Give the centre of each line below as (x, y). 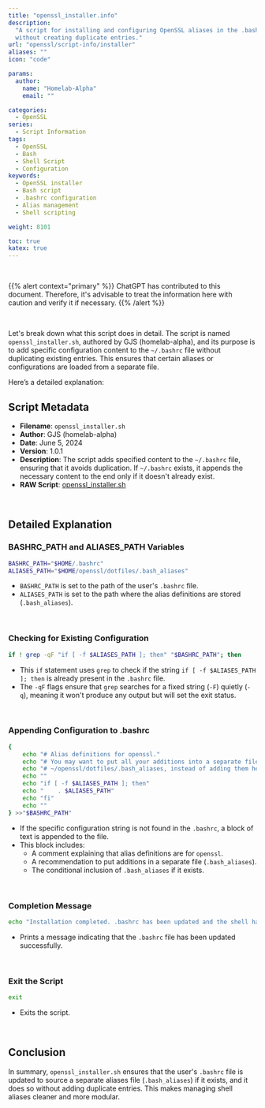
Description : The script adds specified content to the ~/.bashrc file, (130, 459)
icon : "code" (30, 60)
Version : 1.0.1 (41, 451)
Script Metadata (49, 407)
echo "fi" (39, 798)
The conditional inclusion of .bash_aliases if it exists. (118, 870)
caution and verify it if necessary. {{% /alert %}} (87, 303)
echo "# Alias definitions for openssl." (91, 754)
